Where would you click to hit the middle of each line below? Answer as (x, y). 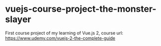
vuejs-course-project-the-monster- (81, 9)
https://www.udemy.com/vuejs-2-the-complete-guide (60, 38)
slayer (18, 19)
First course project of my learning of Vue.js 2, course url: (64, 33)
